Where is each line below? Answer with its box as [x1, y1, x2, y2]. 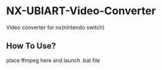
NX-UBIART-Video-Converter [6, 4, 157, 18]
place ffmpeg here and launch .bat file [6, 56, 100, 63]
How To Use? [6, 41, 56, 51]
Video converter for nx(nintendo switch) [6, 24, 105, 31]
